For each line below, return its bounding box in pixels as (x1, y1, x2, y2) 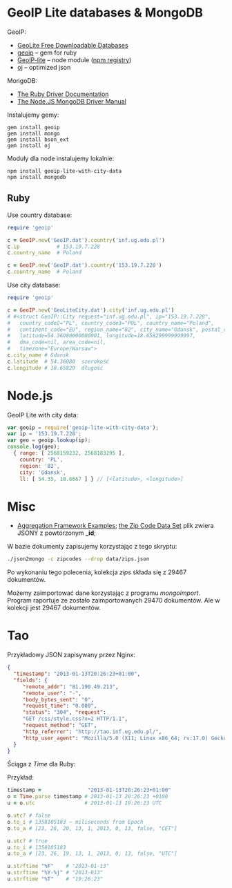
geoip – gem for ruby (17, 48, 77, 57)
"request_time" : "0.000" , (22, 703, 97, 710)
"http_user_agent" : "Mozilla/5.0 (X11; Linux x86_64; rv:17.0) (22, 735, 209, 741)
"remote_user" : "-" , (22, 690, 81, 697)
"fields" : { (13, 677, 48, 683)
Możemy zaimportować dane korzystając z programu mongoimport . (7, 589, 201, 597)
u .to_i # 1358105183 (7, 844, 67, 851)
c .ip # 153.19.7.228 (7, 243, 100, 250)
